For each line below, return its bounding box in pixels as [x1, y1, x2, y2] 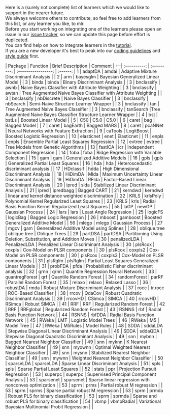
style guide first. [5, 53, 40, 59]
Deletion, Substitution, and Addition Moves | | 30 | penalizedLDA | [5, 236, 143, 242]
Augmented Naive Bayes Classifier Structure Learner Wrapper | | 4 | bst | [5, 112, 158, 118]
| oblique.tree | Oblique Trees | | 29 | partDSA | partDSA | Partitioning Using [5, 231, 163, 236]
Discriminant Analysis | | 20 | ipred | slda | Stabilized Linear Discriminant [5, 182, 156, 188]
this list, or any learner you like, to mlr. [5, 20, 85, 26]
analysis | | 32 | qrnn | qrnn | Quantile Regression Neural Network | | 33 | [5, 268, 157, 274]
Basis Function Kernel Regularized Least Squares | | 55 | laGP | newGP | [5, 204, 155, 209]
